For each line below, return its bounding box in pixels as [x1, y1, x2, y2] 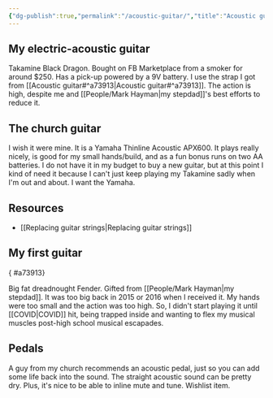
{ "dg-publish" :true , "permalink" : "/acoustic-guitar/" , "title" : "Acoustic [8, 11, 256, 20]
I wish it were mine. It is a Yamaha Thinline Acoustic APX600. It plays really [8, 143, 259, 153]
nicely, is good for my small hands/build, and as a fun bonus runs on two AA [8, 152, 263, 162]
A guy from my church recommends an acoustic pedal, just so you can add [8, 363, 260, 373]
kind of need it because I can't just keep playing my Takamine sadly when [8, 169, 256, 179]
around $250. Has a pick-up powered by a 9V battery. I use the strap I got [8, 72, 256, 82]
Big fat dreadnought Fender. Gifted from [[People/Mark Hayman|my [8, 283, 235, 293]
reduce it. [8, 98, 41, 108]
